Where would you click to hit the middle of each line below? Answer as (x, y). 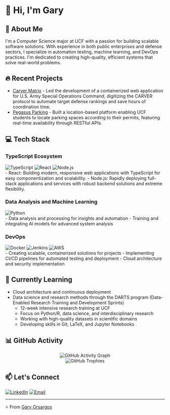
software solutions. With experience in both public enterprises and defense (84, 47)
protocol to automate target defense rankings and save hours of (79, 101)
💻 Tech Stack (28, 139)
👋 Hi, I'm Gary (35, 10)
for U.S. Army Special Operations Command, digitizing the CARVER (82, 96)
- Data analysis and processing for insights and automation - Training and (82, 218)
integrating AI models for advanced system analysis (59, 223)
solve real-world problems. (33, 62)
